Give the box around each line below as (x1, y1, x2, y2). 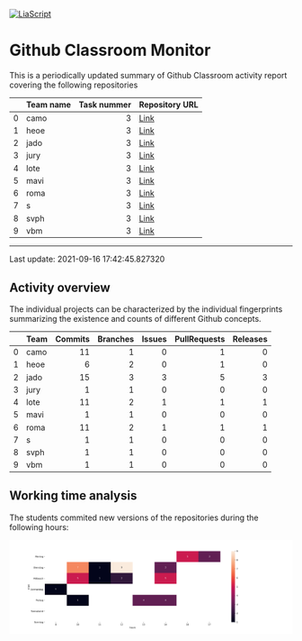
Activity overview (9, 279, 111, 295)
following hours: (9, 521, 69, 532)
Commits (55, 334, 90, 344)
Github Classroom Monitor (9, 41, 211, 60)
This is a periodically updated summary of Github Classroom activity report (9, 69, 288, 80)
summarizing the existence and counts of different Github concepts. (9, 314, 262, 325)
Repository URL (138, 99, 200, 110)
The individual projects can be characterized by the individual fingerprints (9, 304, 283, 315)
